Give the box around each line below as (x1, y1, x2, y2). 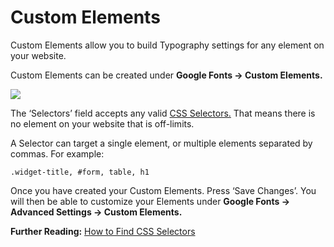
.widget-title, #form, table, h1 (10, 167, 150, 177)
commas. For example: (10, 147, 105, 160)
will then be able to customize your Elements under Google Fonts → (10, 195, 290, 207)
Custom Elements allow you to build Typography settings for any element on (10, 39, 325, 51)
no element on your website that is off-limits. (10, 117, 195, 130)
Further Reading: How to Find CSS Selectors (10, 225, 196, 237)
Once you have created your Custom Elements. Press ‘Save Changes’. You (10, 184, 317, 196)
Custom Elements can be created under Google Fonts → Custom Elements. (10, 69, 323, 81)
